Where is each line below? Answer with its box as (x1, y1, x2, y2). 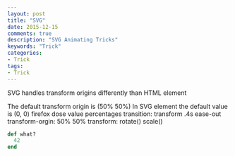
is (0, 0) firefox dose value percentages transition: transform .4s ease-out (7, 110, 222, 118)
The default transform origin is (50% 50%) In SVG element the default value (7, 102, 228, 110)
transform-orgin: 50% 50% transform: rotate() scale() (7, 117, 164, 125)
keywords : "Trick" (7, 43, 61, 50)
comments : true (7, 30, 52, 37)
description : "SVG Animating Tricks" (7, 37, 119, 44)
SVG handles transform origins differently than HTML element (7, 89, 187, 97)
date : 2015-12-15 (7, 23, 59, 30)
